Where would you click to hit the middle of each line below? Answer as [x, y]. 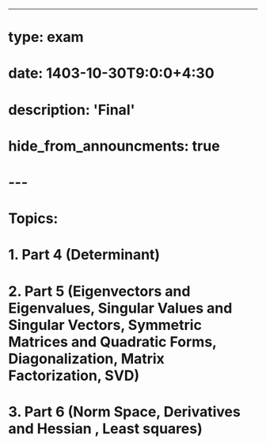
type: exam [46, 37]
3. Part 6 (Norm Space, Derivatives [125, 411]
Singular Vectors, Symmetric [105, 325]
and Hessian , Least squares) [106, 428]
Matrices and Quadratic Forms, [112, 341]
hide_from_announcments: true [114, 146]
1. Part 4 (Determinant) [84, 255]
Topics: [33, 219]
